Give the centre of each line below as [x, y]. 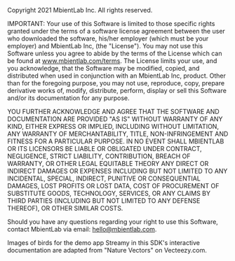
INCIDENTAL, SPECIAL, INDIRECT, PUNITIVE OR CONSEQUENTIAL [104, 178]
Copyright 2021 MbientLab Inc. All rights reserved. [80, 10]
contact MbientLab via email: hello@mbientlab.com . [82, 229]
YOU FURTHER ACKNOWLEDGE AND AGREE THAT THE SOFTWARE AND [113, 112]
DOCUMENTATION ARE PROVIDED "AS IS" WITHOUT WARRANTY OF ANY [115, 119]
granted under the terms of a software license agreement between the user [116, 31]
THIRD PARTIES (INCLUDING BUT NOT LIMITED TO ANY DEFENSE [104, 201]
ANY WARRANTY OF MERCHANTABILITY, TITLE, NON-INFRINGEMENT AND [118, 134]
